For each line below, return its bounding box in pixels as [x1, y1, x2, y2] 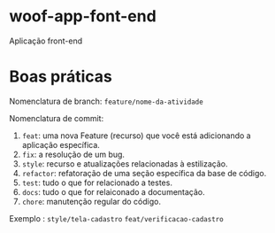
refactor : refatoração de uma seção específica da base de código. [21, 167, 267, 178]
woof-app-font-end [9, 6, 157, 27]
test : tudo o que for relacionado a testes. [21, 177, 172, 188]
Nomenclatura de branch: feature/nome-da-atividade [9, 96, 203, 106]
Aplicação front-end [9, 35, 82, 46]
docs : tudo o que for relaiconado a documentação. [21, 186, 205, 197]
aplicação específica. [21, 139, 100, 150]
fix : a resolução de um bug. [21, 149, 126, 159]
